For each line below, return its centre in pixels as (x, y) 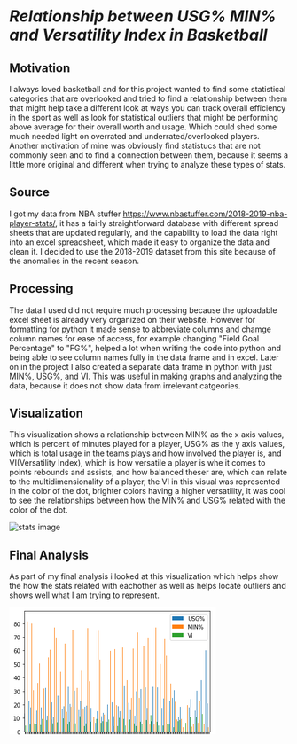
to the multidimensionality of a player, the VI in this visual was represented (145, 482)
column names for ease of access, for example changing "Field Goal (134, 338)
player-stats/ (32, 223)
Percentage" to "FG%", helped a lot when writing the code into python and (145, 348)
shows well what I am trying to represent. (84, 595)
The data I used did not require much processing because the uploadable (143, 310)
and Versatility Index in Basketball (138, 35)
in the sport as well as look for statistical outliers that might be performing (144, 117)
